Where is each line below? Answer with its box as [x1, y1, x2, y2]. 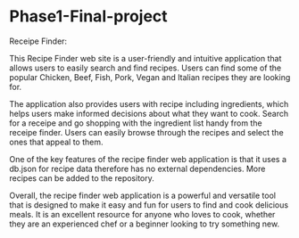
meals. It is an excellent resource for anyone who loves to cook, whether [9, 209, 276, 219]
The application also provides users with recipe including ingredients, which [9, 98, 289, 109]
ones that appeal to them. [9, 136, 104, 147]
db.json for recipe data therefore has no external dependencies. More [9, 163, 266, 174]
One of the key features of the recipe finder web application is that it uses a [9, 153, 287, 164]
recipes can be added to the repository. [9, 172, 154, 184]
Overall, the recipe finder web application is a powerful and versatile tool [9, 190, 277, 201]
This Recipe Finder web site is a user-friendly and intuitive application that [9, 53, 282, 63]
